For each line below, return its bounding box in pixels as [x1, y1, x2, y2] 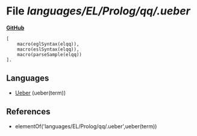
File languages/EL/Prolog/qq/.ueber [6, 4, 191, 18]
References [6, 107, 51, 117]
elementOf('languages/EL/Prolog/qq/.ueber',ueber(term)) [14, 122, 157, 130]
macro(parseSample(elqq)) [17, 51, 83, 58]
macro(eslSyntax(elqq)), [17, 46, 80, 52]
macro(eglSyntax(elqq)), [17, 41, 80, 47]
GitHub [6, 24, 25, 31]
